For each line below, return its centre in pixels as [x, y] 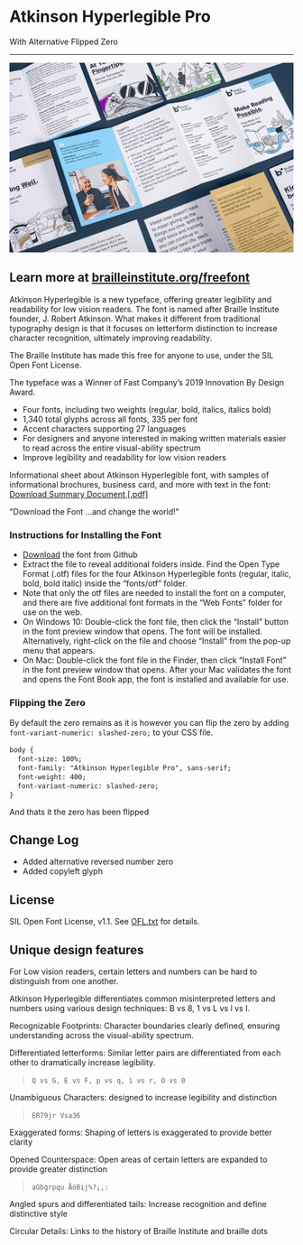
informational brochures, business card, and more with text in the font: [140, 484]
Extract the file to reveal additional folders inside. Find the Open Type [151, 564]
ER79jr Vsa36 [56, 1115]
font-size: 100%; [50, 759]
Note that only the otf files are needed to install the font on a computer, [154, 593]
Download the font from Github [80, 555]
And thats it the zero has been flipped [79, 812]
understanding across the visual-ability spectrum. [101, 1035]
